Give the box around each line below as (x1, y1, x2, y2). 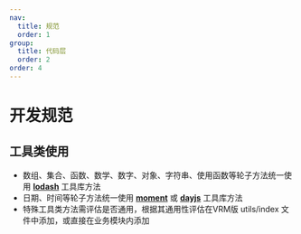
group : (9, 38, 34, 48)
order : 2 (17, 55, 51, 64)
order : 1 (17, 30, 51, 39)
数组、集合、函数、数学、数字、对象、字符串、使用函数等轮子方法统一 (22, 169, 285, 181)
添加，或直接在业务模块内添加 (38, 214, 150, 226)
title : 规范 (17, 22, 61, 31)
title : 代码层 (17, 47, 67, 56)
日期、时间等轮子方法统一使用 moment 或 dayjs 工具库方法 (22, 192, 243, 203)
